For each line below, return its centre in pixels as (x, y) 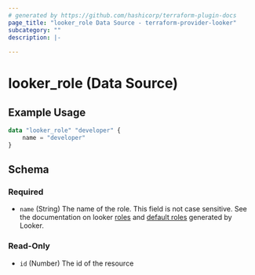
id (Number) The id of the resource (76, 263)
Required (26, 192)
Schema (29, 170)
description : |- (35, 37)
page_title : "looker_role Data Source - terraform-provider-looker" (122, 23)
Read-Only (29, 246)
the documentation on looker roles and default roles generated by (126, 218)
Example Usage (47, 112)
